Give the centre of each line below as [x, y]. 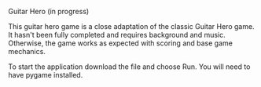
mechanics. [27, 51]
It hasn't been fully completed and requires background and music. [117, 35]
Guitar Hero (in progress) [49, 11]
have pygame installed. [46, 75]
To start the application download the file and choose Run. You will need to [129, 67]
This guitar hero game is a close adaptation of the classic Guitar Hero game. [131, 26]
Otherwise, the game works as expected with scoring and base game [121, 43]
